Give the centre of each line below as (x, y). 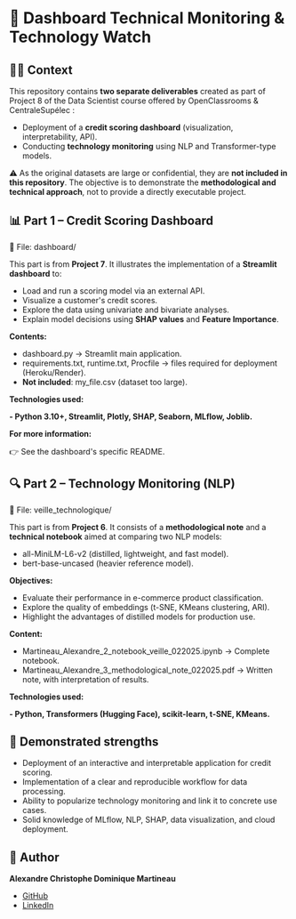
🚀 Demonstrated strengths (84, 742)
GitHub (35, 896)
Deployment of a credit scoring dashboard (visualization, (128, 127)
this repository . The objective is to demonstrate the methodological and (143, 182)
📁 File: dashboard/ (43, 246)
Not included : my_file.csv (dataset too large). (105, 382)
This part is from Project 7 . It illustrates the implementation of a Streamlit (143, 264)
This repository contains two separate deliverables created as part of (138, 91)
